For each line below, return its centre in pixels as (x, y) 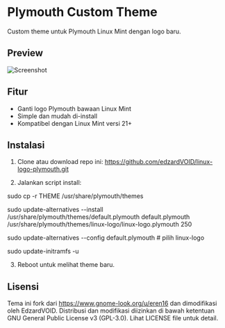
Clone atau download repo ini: (60, 162)
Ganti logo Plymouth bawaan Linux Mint (74, 108)
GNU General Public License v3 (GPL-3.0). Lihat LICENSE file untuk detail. (113, 318)
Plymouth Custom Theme (82, 12)
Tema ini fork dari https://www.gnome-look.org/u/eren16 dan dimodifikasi (112, 304)
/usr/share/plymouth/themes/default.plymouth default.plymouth (99, 217)
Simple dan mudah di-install (57, 116)
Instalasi (26, 145)
